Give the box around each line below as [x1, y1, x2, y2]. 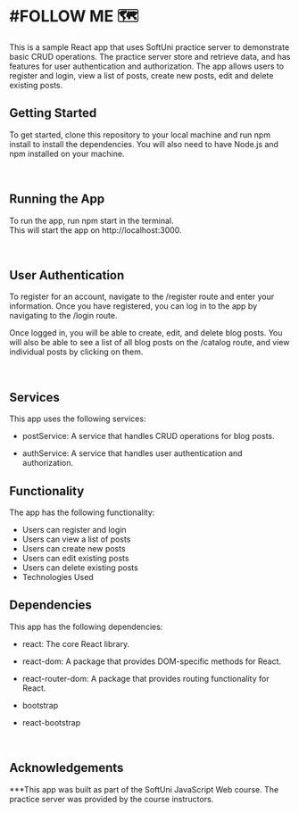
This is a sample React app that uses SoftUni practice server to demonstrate [9, 41, 290, 53]
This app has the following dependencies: [9, 621, 163, 632]
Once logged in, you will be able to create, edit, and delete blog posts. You [9, 328, 283, 338]
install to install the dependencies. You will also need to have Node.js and [9, 138, 279, 149]
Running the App [9, 192, 105, 207]
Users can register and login [21, 525, 127, 535]
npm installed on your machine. [9, 148, 125, 159]
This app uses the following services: [9, 413, 146, 424]
